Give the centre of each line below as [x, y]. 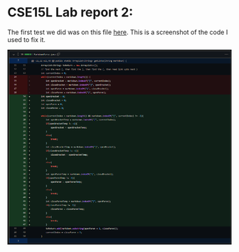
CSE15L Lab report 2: [70, 12]
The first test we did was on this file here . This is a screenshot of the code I [118, 32]
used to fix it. [27, 39]
